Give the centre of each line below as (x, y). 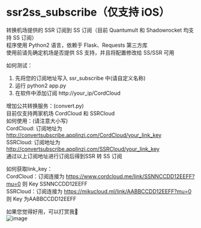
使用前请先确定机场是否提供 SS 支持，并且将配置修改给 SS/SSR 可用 (90, 52)
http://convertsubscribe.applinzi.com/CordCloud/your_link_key (84, 135)
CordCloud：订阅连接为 (35, 176)
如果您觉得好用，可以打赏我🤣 (42, 211)
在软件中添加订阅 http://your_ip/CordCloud (68, 93)
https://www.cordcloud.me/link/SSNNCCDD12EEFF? (130, 176)
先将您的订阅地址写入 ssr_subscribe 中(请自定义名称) (80, 78)
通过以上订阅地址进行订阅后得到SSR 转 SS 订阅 (64, 156)
